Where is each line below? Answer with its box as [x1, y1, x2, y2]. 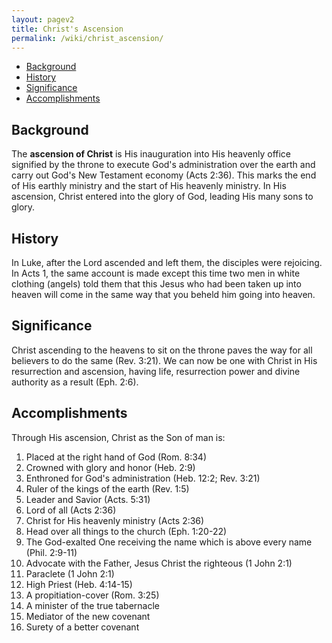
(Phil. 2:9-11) [25, 546, 78, 558]
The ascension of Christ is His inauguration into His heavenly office [11, 148, 292, 160]
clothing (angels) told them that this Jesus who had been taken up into [11, 278, 302, 290]
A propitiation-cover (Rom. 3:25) [25, 589, 160, 601]
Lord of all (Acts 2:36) [25, 504, 117, 516]
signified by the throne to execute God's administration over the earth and [11, 159, 316, 171]
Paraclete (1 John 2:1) [25, 567, 115, 580]
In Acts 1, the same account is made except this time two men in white [11, 267, 301, 279]
